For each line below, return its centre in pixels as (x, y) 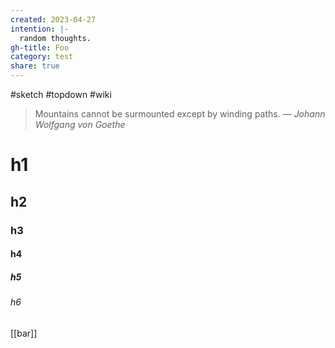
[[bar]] (24, 333)
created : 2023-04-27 (53, 19)
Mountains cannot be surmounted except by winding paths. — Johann (180, 114)
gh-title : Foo (40, 47)
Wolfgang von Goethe (80, 124)
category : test (42, 57)
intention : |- (40, 29)
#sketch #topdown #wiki (61, 94)
